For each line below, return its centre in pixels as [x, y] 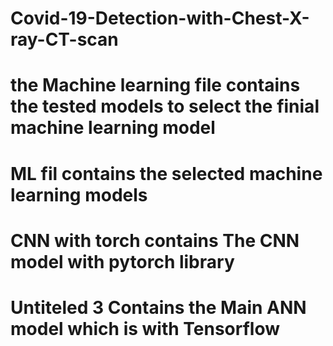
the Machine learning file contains [155, 85]
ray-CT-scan [64, 39]
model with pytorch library [122, 261]
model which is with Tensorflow [145, 328]
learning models [79, 194]
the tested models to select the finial [165, 106]
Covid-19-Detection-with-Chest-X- [160, 18]
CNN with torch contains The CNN [155, 240]
